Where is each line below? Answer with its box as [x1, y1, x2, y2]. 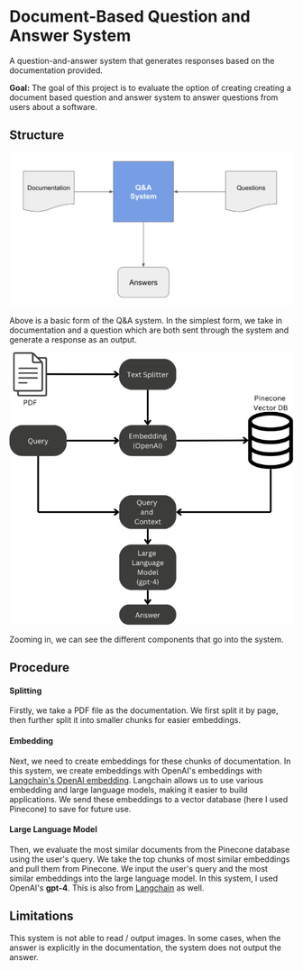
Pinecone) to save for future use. [9, 803, 132, 814]
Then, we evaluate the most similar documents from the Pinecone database [9, 844, 290, 855]
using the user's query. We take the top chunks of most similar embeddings [9, 854, 290, 865]
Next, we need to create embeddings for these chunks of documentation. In [9, 755, 291, 766]
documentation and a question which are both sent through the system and [9, 325, 289, 335]
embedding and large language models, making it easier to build [9, 784, 248, 795]
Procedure [9, 660, 70, 675]
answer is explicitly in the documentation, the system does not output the [9, 942, 282, 953]
